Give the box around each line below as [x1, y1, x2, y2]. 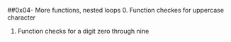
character [7, 13, 36, 22]
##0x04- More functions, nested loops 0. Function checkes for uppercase [7, 6, 225, 14]
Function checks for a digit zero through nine [17, 27, 150, 35]
